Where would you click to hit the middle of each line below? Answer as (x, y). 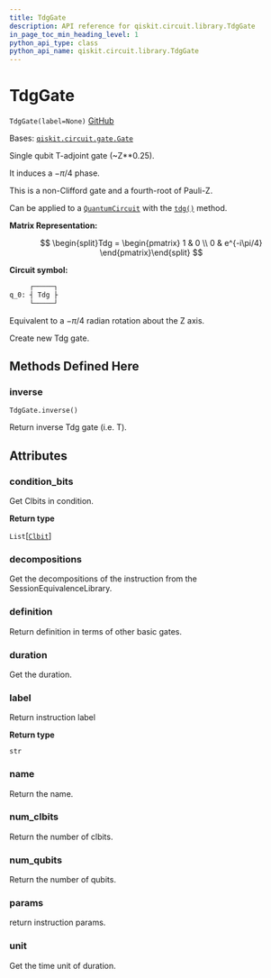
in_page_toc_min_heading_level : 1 (74, 34)
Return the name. (41, 793)
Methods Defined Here (74, 366)
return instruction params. (58, 923)
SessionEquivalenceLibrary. (61, 589)
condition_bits (41, 481)
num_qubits (36, 860)
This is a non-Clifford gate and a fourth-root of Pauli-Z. (111, 191)
